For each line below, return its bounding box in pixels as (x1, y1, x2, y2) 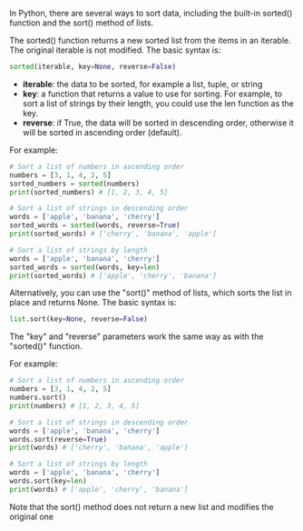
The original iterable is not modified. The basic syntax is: (9, 45, 221, 55)
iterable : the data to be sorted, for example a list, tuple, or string (22, 78, 263, 89)
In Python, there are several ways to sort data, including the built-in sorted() (9, 8, 293, 18)
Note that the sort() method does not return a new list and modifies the (9, 501, 274, 512)
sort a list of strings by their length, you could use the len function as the (22, 97, 295, 108)
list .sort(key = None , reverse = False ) (9, 315, 148, 324)
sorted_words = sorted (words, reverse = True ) (9, 221, 181, 230)
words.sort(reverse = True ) (9, 435, 107, 444)
